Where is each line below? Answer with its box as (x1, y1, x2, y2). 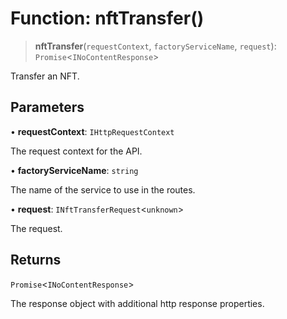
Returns (10, 252, 62, 269)
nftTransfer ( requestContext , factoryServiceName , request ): (34, 40, 277, 52)
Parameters (10, 99, 85, 116)
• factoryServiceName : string (10, 164, 139, 176)
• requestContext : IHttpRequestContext (10, 125, 175, 137)
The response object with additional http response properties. (10, 297, 265, 309)
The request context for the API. (10, 145, 143, 157)
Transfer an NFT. (10, 70, 80, 82)
